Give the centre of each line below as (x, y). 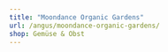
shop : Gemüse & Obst (47, 33)
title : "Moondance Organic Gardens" (76, 17)
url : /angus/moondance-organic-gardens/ (85, 26)
